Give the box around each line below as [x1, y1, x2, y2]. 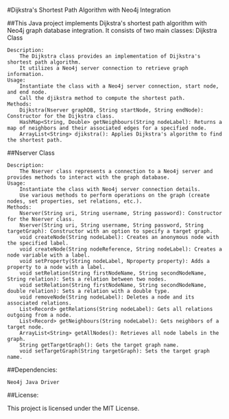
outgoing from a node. [7, 312, 72, 318]
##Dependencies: [7, 366, 58, 374]
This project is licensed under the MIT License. [7, 404, 140, 412]
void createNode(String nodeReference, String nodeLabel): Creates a [19, 246, 223, 253]
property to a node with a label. [7, 264, 106, 270]
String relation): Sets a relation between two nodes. [7, 276, 167, 283]
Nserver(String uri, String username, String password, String [19, 222, 204, 229]
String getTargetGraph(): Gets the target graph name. [19, 342, 180, 348]
